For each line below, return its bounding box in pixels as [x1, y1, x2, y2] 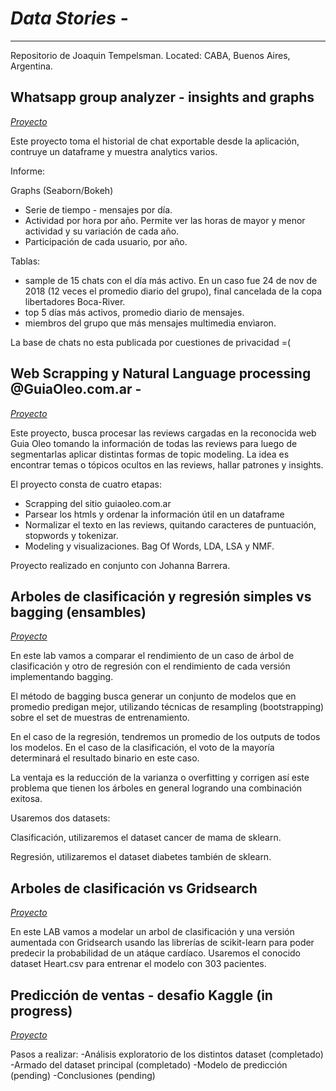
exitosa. [10, 793, 43, 805]
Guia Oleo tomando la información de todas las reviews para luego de [10, 437, 298, 449]
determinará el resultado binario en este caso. [10, 752, 200, 764]
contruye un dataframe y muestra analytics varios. [10, 145, 218, 157]
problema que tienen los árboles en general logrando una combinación [10, 782, 303, 794]
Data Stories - [10, 7, 129, 30]
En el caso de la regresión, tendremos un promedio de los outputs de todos [10, 731, 321, 743]
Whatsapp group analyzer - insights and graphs [10, 89, 315, 106]
